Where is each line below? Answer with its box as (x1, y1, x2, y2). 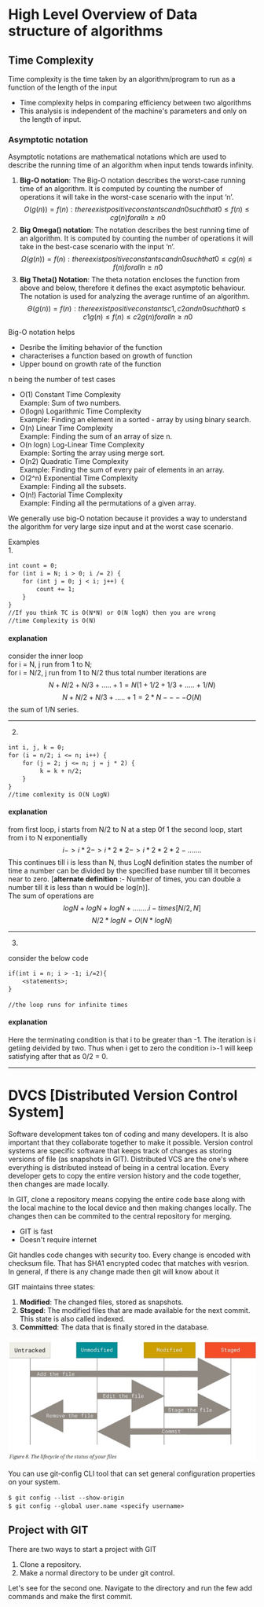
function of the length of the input (8, 83, 118, 92)
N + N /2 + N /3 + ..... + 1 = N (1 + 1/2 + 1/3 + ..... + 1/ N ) (48, 680, 216, 690)
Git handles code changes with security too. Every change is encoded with (8, 1250, 251, 1259)
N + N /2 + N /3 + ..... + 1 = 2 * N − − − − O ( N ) (61, 692, 203, 701)
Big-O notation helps (8, 328, 75, 337)
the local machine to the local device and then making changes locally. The (8, 1203, 251, 1212)
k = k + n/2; (39, 767, 82, 775)
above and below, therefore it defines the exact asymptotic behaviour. (19, 283, 246, 292)
